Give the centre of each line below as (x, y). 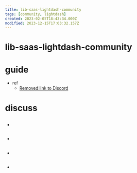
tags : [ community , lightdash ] (36, 14)
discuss (21, 108)
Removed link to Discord (44, 88)
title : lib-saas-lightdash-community (43, 10)
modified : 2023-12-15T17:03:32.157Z (42, 23)
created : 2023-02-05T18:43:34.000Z (41, 19)
